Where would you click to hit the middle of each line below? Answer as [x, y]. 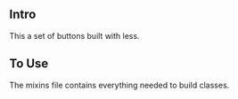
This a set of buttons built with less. [74, 35]
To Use [29, 64]
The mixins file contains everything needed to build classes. [119, 85]
